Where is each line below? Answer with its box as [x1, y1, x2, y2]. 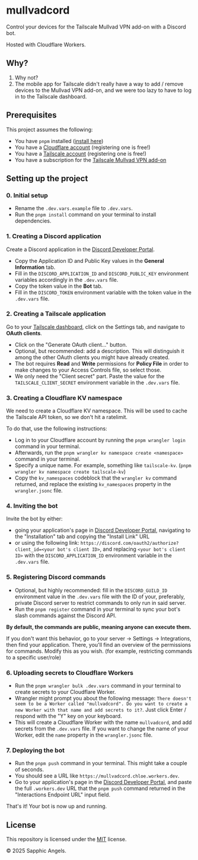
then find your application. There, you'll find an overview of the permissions [6, 641, 191, 648]
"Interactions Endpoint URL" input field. [14, 791, 111, 798]
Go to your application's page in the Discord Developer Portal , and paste [14, 779, 192, 786]
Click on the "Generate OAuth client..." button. [14, 341, 127, 348]
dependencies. [14, 217, 52, 224]
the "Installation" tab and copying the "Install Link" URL [14, 533, 150, 540]
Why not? [14, 74, 39, 81]
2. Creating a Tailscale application [6, 310, 106, 318]
